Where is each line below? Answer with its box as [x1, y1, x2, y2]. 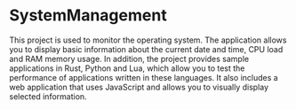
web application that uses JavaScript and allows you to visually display [9, 82, 269, 92]
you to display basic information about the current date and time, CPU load [9, 43, 284, 54]
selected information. [9, 90, 87, 102]
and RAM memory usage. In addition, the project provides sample [9, 53, 250, 64]
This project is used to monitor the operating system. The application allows [9, 35, 287, 45]
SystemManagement [9, 5, 167, 26]
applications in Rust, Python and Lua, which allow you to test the [9, 63, 245, 74]
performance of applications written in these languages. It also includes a [9, 72, 278, 82]
